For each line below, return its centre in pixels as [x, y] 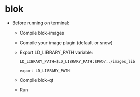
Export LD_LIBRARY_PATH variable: [56, 52]
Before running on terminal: [40, 23]
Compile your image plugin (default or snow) [66, 42]
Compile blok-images [42, 33]
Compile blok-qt [36, 80]
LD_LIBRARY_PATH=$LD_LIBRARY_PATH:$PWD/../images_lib [77, 61]
